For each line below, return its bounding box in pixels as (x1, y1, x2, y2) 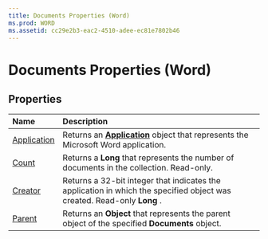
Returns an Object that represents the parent (62, 208, 231, 219)
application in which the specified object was (62, 185, 231, 196)
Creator (12, 185, 41, 196)
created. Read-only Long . (62, 195, 162, 206)
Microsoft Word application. (62, 139, 167, 151)
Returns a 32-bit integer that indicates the (62, 175, 221, 186)
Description (62, 116, 108, 127)
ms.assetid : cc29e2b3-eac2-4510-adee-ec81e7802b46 (8, 26, 180, 34)
